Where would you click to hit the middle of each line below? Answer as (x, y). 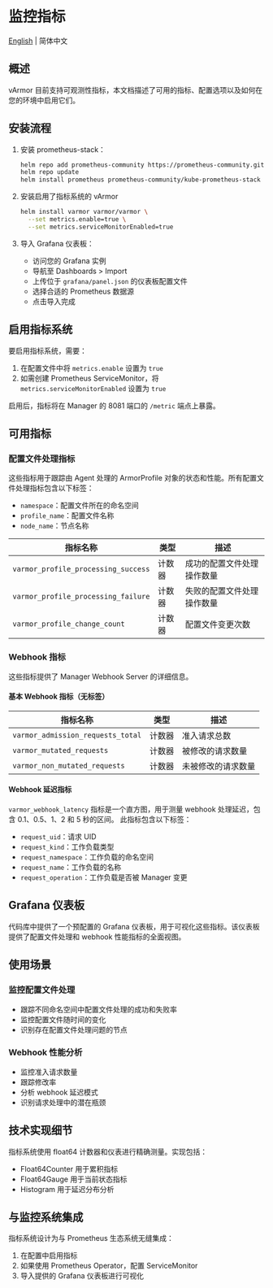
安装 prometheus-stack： (63, 149)
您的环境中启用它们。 (44, 100)
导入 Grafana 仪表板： (57, 243)
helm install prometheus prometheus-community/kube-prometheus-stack (141, 180)
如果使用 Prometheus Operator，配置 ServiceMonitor (109, 1266)
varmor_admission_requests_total (77, 735)
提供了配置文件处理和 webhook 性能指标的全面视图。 (97, 937)
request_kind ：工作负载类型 (67, 847)
